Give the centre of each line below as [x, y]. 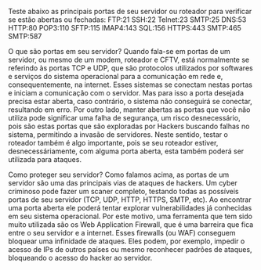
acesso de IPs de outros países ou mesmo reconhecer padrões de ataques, [130, 249]
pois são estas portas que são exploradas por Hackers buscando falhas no [129, 126]
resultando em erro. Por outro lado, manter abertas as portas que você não [129, 110]
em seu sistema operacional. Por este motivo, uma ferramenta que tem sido [130, 216]
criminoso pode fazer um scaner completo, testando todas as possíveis [123, 191]
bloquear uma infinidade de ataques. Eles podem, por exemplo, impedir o [127, 241]
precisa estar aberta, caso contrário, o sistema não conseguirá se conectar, [130, 101]
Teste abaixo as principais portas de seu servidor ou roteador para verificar [130, 11]
